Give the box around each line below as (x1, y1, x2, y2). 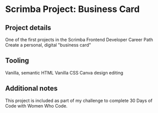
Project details (5, 23, 51, 32)
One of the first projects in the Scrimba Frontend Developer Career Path (5, 36, 153, 42)
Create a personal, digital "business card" (5, 42, 91, 48)
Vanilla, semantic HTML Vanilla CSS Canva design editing (5, 69, 123, 75)
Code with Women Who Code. (5, 102, 67, 108)
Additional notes (5, 84, 58, 93)
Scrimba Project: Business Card (5, 3, 140, 15)
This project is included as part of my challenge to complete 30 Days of (5, 97, 152, 103)
